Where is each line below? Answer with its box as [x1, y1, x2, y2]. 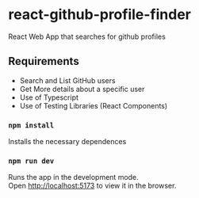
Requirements [8, 55, 79, 68]
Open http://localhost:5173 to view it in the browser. [8, 181, 177, 191]
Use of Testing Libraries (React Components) [19, 101, 168, 110]
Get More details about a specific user [19, 84, 145, 93]
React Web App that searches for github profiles [8, 32, 166, 41]
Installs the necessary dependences [8, 137, 127, 147]
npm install [8, 120, 55, 130]
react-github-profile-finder [8, 6, 192, 24]
